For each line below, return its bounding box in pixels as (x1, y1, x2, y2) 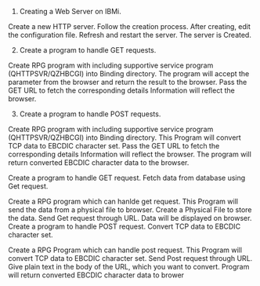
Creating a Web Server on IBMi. (19, 7, 121, 16)
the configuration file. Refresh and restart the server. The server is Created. (8, 31, 252, 39)
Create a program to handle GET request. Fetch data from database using (8, 173, 246, 182)
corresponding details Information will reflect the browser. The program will (8, 149, 252, 159)
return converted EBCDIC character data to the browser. (8, 158, 190, 167)
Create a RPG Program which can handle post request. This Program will (8, 245, 243, 255)
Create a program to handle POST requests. (19, 109, 161, 119)
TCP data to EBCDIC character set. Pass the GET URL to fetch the (8, 141, 220, 150)
